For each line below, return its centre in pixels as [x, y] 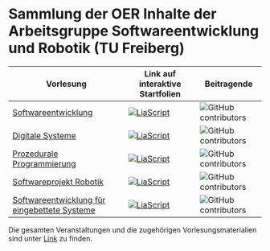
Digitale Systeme [44, 135]
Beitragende [229, 84]
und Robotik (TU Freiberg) [96, 48]
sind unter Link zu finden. [50, 238]
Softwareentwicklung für [59, 200]
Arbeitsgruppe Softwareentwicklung [134, 31]
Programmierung [44, 163]
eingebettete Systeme [54, 210]
